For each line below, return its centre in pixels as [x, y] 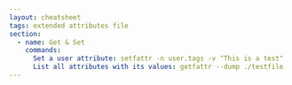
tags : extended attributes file [69, 26]
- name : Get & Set [51, 42]
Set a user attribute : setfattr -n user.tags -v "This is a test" [158, 58]
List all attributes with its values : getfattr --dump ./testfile [158, 67]
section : [25, 34]
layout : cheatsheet [45, 17]
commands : [43, 50]
